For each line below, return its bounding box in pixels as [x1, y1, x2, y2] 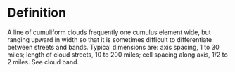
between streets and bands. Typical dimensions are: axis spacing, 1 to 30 [7, 43, 220, 51]
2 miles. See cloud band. [7, 57, 80, 66]
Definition [7, 5, 67, 21]
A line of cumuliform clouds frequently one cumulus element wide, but [7, 28, 211, 36]
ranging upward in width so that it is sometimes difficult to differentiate [7, 35, 212, 43]
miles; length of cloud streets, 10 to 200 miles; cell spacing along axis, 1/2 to [7, 50, 229, 59]
